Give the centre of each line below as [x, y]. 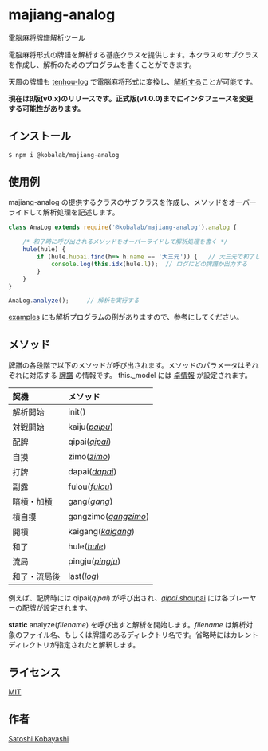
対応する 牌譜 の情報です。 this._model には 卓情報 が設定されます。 [141, 375]
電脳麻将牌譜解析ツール [47, 37]
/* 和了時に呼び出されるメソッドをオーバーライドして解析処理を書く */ [125, 242]
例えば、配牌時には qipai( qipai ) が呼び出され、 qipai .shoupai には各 [118, 598]
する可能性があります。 [47, 108]
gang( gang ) [91, 501]
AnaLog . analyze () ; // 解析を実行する [74, 301]
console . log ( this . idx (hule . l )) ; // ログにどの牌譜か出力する [149, 264]
